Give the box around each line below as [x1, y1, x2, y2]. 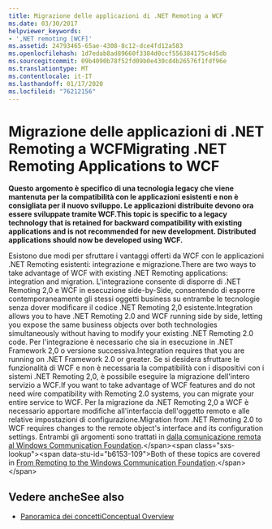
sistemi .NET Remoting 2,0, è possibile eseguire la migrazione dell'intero [8, 372, 250, 381]
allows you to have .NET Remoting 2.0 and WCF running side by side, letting [8, 312, 263, 321]
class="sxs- [194, 441, 235, 450]
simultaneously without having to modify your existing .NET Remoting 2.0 [8, 329, 254, 338]
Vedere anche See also [8, 490, 124, 504]
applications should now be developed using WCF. [8, 235, 183, 245]
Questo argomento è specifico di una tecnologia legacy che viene [8, 183, 234, 193]
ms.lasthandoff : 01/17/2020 [8, 80, 104, 88]
